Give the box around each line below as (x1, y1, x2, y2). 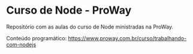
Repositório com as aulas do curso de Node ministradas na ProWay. (6, 23, 174, 30)
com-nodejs (6, 41, 37, 48)
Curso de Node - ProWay (6, 4, 132, 17)
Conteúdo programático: (6, 34, 67, 42)
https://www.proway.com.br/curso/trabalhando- (68, 34, 187, 42)
